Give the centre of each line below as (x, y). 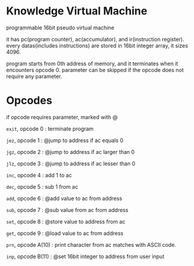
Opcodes (29, 101)
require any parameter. (34, 76)
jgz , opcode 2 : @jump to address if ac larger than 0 (70, 152)
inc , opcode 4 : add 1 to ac (39, 175)
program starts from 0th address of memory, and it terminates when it (92, 64)
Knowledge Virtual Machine (77, 11)
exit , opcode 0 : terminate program (50, 129)
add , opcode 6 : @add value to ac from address (64, 198)
